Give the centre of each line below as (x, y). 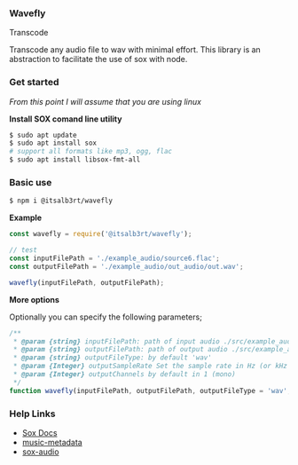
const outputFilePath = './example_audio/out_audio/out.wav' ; (126, 266)
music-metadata (52, 442)
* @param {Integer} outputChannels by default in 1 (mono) (125, 374)
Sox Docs (39, 432)
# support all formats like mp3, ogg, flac (91, 152)
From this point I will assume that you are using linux (106, 101)
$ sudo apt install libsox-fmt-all (75, 160)
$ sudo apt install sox (53, 143)
